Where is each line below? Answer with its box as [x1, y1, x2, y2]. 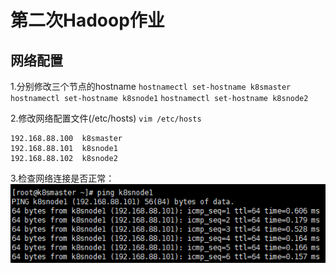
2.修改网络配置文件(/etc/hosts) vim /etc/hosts [10, 112, 202, 124]
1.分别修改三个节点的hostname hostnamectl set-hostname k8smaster [10, 81, 292, 92]
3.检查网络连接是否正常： [10, 172, 115, 184]
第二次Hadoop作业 [10, 9, 165, 32]
